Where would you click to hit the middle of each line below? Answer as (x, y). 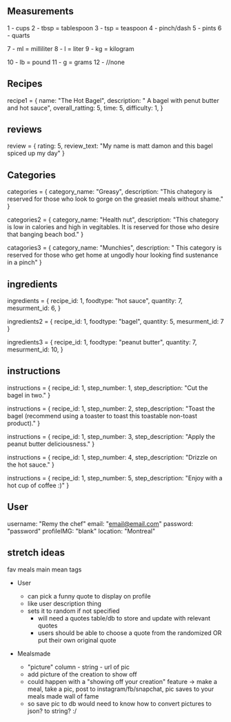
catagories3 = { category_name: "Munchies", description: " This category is (114, 248)
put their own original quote (77, 640)
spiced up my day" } (36, 153)
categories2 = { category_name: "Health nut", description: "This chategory (113, 219)
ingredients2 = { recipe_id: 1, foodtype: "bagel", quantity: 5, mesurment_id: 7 (115, 322)
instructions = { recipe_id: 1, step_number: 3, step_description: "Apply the (111, 436)
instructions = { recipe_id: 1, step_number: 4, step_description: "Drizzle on (112, 457)
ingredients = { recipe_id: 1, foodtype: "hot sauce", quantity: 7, (95, 301)
